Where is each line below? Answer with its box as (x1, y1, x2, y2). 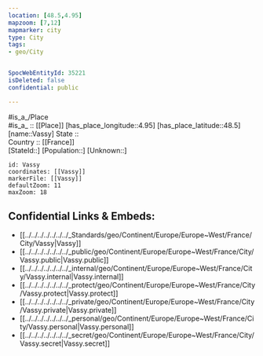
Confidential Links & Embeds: (8, 210, 155, 223)
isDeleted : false (8, 76, 65, 84)
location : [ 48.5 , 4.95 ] (8, 11, 82, 20)
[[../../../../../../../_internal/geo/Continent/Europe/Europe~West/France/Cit (19, 264, 253, 273)
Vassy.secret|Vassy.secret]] (19, 339, 111, 348)
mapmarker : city (8, 26, 61, 34)
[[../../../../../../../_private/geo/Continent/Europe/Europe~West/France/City (19, 297, 255, 306)
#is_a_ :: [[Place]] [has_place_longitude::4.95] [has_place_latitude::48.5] (8, 120, 241, 130)
